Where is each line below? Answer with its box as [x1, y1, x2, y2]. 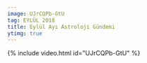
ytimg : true [7, 29, 42, 37]
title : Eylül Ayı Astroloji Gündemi [7, 23, 115, 30]
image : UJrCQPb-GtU [7, 10, 65, 17]
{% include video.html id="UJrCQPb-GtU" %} [7, 49, 141, 57]
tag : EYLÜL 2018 [7, 17, 55, 24]
